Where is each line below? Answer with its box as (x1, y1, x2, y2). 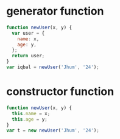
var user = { (12, 30, 45, 36)
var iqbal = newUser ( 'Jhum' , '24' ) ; (6, 64, 99, 71)
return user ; (12, 53, 45, 59)
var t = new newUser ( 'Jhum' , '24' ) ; (6, 127, 99, 134)
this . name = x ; (12, 110, 51, 116)
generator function (6, 4, 104, 18)
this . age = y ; (12, 116, 48, 123)
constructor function (6, 85, 115, 99)
